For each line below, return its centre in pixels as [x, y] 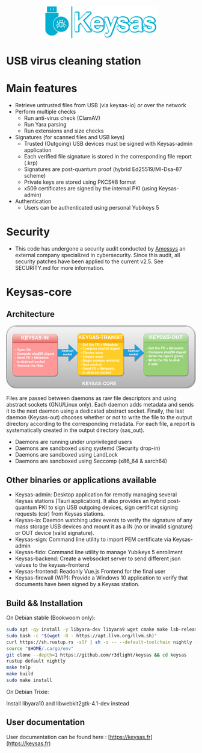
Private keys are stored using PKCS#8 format [80, 182]
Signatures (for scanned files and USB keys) [70, 137]
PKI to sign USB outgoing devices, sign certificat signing [108, 507]
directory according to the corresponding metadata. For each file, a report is [101, 424]
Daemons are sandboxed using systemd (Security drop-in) [87, 448]
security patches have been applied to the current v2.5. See [89, 261]
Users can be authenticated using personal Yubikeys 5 [91, 207]
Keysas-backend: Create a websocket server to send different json [98, 558]
